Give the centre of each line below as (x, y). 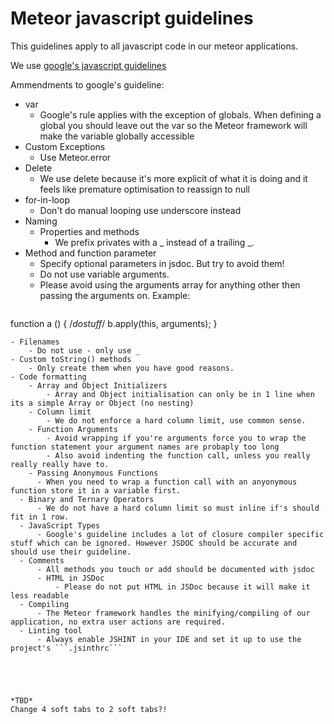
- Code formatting (48, 377)
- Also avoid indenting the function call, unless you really (178, 455)
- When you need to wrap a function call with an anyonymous (167, 482)
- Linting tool (51, 630)
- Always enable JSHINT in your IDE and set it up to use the (169, 639)
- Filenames (35, 342)
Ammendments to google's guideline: (87, 84)
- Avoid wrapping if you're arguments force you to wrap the (176, 438)
